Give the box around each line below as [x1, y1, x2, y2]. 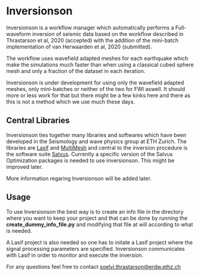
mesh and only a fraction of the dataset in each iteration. [6, 67, 146, 74]
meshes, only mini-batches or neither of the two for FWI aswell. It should [6, 85, 185, 92]
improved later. [6, 163, 43, 170]
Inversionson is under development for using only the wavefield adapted [6, 79, 184, 86]
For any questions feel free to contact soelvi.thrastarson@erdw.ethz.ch [6, 263, 181, 270]
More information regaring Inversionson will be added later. [6, 175, 152, 182]
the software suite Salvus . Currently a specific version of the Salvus [6, 150, 173, 157]
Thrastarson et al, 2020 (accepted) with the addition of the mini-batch [6, 37, 179, 44]
